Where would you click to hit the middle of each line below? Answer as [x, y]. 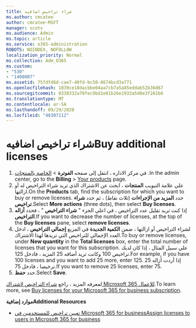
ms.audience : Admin [30, 33]
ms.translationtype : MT [35, 99]
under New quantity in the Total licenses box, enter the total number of [101, 242]
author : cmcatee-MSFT [32, 22]
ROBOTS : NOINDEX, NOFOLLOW [39, 50]
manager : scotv [25, 28]
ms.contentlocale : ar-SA [36, 104]
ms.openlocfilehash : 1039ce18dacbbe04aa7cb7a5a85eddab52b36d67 [85, 88]
